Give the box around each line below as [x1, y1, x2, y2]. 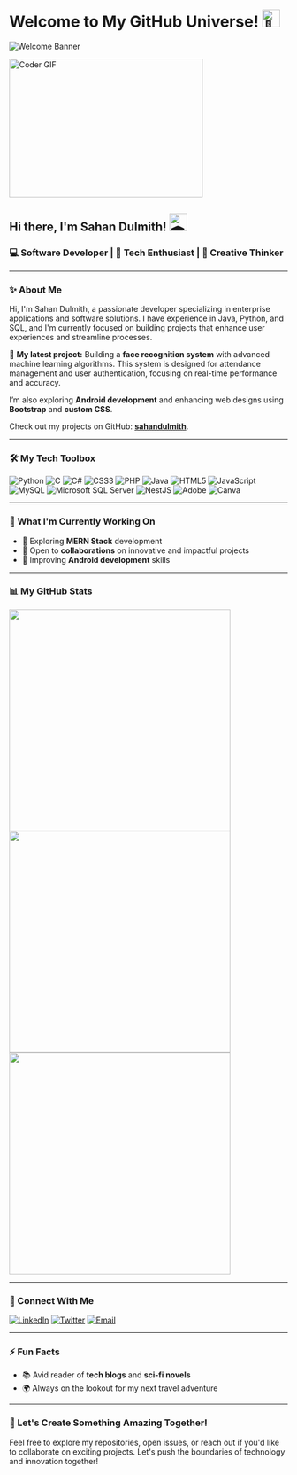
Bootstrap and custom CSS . [9, 403, 113, 414]
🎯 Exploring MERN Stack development [21, 535, 163, 546]
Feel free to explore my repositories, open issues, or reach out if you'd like [9, 1437, 280, 1448]
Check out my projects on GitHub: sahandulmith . [9, 421, 189, 432]
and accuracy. [9, 377, 61, 387]
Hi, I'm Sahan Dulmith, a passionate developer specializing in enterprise [9, 303, 271, 314]
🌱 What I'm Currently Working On [9, 515, 156, 527]
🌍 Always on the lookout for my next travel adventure [21, 1383, 218, 1393]
